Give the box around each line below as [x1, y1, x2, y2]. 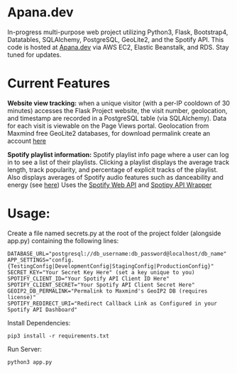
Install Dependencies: [7, 318, 71, 327]
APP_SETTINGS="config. [7, 256, 75, 264]
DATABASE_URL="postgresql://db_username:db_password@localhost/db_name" [7, 250, 227, 257]
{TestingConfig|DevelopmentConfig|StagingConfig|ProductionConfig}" [7, 262, 214, 270]
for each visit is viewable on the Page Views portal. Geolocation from [7, 121, 209, 130]
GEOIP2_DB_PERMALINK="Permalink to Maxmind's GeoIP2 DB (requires [7, 287, 208, 295]
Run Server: [7, 345, 43, 353]
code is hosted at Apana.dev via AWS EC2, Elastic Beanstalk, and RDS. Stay [7, 43, 229, 51]
